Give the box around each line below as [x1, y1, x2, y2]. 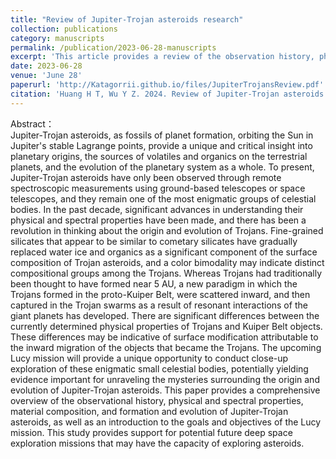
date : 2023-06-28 [10, 61, 83, 71]
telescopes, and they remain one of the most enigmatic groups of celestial [10, 192, 317, 205]
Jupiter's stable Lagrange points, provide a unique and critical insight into [10, 139, 313, 151]
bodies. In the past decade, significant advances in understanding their [10, 203, 304, 215]
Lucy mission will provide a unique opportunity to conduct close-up [10, 352, 289, 364]
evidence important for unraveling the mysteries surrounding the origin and [10, 373, 320, 385]
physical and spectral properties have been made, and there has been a [10, 214, 307, 226]
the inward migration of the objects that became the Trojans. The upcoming [10, 341, 322, 353]
